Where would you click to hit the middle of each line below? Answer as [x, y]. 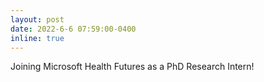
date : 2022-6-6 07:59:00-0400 [73, 29]
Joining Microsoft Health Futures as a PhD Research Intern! [132, 67]
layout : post [37, 19]
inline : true [37, 38]
